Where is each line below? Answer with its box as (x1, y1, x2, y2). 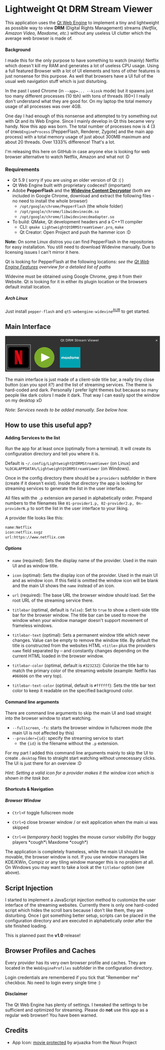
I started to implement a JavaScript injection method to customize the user (5, 897, 156, 903)
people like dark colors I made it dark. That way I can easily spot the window (5, 392, 160, 398)
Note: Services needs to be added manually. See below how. (5, 406, 129, 413)
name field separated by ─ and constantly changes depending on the (12, 648, 149, 654)
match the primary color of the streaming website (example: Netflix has (12, 668, 156, 673)
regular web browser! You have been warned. (5, 1012, 98, 1018)
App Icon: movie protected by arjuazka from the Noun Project (12, 1039, 137, 1045)
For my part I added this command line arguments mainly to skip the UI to (5, 750, 154, 755)
